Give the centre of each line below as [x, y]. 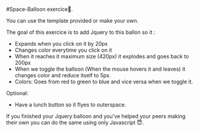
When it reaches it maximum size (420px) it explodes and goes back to [102, 56]
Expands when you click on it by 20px [61, 44]
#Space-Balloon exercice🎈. [40, 9]
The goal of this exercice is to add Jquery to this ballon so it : [81, 32]
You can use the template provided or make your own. [72, 21]
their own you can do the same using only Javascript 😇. [75, 122]
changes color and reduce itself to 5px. [63, 75]
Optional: [17, 93]
